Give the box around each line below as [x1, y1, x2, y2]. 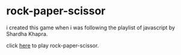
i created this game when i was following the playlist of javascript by [6, 24, 176, 31]
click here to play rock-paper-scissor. [6, 42, 99, 49]
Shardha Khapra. [6, 30, 48, 37]
